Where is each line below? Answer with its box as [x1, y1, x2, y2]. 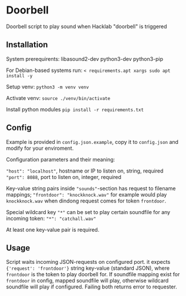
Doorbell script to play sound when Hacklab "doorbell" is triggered [6, 23, 167, 30]
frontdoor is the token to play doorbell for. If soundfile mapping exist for [6, 271, 180, 278]
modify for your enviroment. [6, 144, 74, 152]
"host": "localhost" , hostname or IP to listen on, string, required [6, 167, 164, 174]
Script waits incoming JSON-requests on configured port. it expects [6, 259, 171, 266]
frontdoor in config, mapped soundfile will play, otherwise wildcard [6, 277, 169, 284]
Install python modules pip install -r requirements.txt [6, 106, 144, 113]
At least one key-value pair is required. [6, 226, 100, 233]
